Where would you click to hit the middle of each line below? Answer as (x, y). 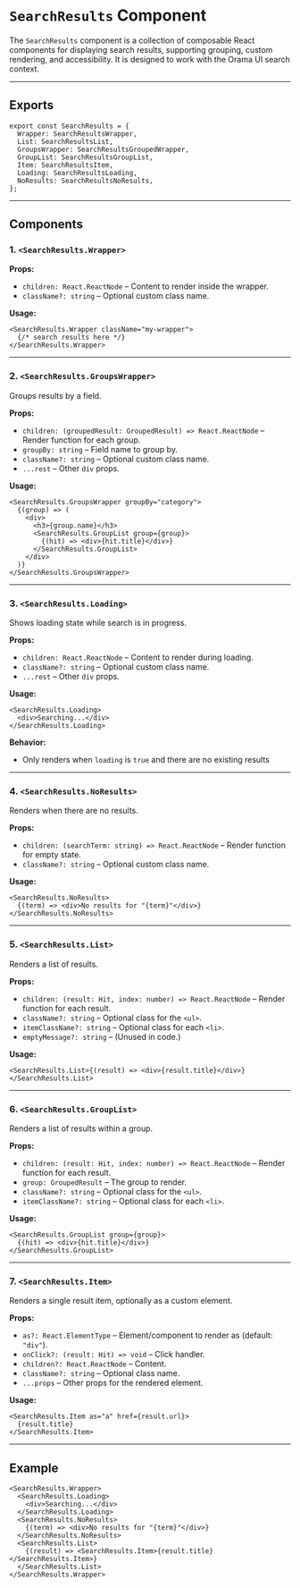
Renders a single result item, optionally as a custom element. (121, 1301)
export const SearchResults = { (69, 126)
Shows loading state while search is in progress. (98, 623)
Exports (32, 105)
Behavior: (28, 742)
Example (34, 1468)
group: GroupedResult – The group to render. (104, 1182)
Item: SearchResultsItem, (66, 165)
